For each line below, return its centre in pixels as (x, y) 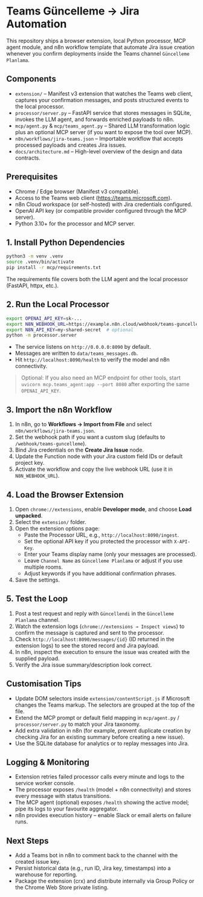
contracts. (28, 158)
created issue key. (38, 862)
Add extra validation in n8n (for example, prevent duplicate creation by (103, 730)
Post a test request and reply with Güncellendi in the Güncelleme (94, 613)
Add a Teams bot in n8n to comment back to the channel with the (96, 855)
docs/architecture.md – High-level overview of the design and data (98, 151)
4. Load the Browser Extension (65, 495)
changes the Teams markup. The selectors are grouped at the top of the (105, 705)
